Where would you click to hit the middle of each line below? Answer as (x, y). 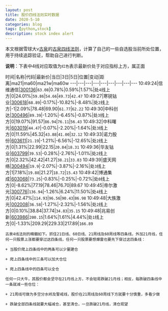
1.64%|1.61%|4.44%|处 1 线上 (74, 217)
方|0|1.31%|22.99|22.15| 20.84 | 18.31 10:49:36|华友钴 (60, 147)
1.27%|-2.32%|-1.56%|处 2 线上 (76, 204)
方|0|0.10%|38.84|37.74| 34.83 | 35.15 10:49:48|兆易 (58, 211)
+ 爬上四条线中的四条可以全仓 (32, 269)
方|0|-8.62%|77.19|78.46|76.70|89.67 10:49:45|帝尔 (59, 185)
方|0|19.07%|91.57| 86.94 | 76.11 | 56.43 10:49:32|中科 (59, 121)
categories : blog (24, 24)
